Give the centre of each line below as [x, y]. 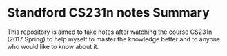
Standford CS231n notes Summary [109, 13]
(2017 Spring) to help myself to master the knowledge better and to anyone [114, 39]
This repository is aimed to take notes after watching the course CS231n [110, 32]
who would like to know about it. [53, 46]
